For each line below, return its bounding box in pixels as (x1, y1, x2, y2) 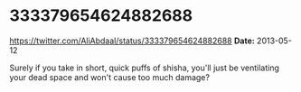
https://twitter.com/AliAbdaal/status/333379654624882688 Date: (9, 35, 255, 46)
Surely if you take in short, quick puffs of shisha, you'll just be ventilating (9, 62, 280, 73)
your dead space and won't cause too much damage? (9, 71, 211, 82)
